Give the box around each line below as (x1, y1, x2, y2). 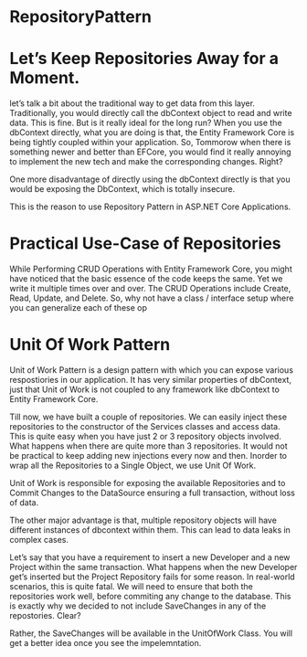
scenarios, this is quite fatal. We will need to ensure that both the (9, 581, 253, 591)
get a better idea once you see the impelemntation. (9, 638, 202, 648)
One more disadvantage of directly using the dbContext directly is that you (9, 174, 291, 185)
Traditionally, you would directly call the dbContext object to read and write (9, 108, 292, 119)
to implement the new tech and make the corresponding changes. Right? (9, 156, 283, 167)
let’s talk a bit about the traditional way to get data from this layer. (9, 98, 256, 109)
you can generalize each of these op (9, 302, 148, 313)
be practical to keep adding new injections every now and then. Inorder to (9, 450, 288, 461)
